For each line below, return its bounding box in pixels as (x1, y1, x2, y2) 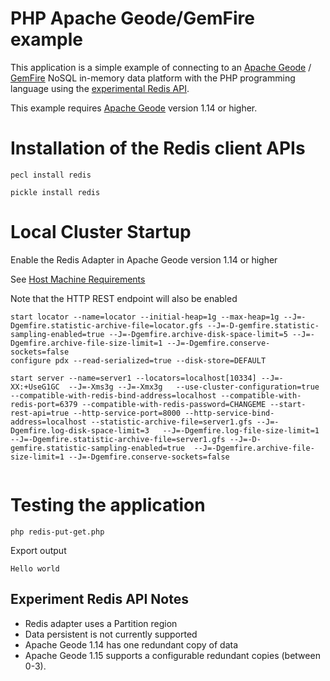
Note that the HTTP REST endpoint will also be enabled (10, 292, 238, 304)
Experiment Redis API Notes (10, 591, 189, 608)
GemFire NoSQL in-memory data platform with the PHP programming (10, 72, 296, 84)
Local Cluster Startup (10, 221, 192, 244)
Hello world (10, 563, 60, 574)
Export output (10, 544, 67, 556)
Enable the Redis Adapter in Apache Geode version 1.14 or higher (10, 253, 278, 266)
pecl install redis (10, 170, 92, 180)
